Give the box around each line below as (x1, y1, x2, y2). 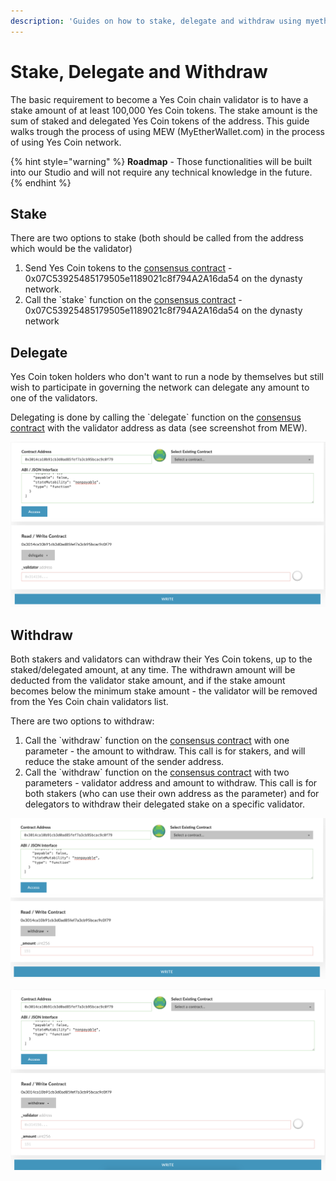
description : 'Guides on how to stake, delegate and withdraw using (10, 16, 302, 26)
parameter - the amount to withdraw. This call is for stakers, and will (24, 745, 306, 757)
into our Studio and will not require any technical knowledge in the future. (10, 166, 313, 178)
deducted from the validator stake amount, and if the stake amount (10, 675, 286, 687)
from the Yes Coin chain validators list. (10, 696, 169, 708)
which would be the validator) (10, 243, 133, 255)
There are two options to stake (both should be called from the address (10, 232, 304, 244)
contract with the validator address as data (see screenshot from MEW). (10, 422, 308, 434)
